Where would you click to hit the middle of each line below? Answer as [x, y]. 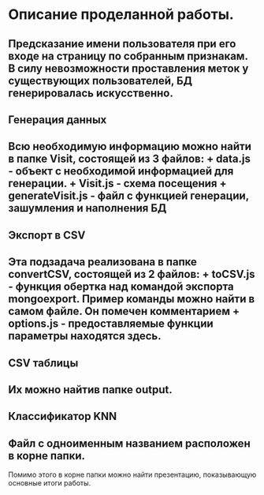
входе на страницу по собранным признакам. [128, 56]
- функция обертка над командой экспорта [121, 287]
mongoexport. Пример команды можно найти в [132, 299]
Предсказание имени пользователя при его [122, 44]
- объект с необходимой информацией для [121, 171]
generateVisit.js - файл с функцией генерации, [129, 196]
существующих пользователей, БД [100, 81]
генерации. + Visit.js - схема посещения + [117, 184]
